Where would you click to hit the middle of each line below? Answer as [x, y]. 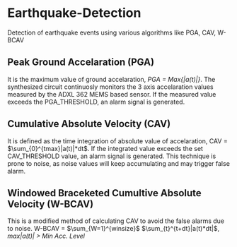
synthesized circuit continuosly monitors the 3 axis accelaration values [110, 87]
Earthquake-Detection [74, 13]
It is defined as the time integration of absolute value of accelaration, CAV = [117, 141]
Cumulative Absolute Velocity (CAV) [89, 124]
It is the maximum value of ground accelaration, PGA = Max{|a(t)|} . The [111, 79]
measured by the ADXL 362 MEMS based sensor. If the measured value [112, 94]
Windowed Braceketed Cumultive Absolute [104, 193]
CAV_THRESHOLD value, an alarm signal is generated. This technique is [112, 156]
